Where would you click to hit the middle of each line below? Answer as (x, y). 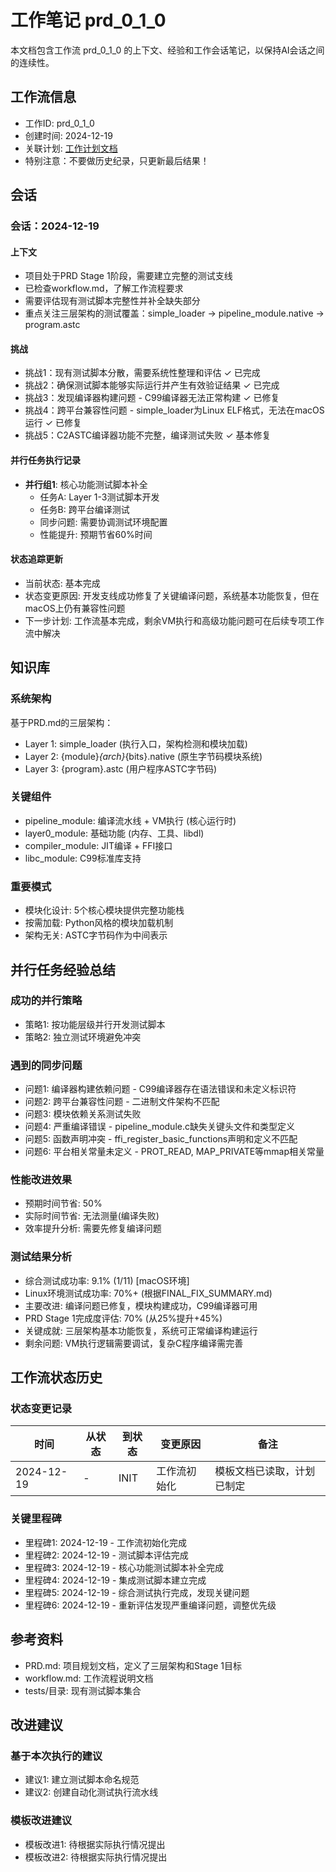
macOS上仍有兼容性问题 (75, 608)
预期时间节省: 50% (63, 1203)
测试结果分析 (41, 1257)
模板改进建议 (41, 1821)
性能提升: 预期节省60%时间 (96, 534)
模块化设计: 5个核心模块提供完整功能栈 (104, 910)
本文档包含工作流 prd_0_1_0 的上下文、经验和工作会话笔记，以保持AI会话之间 (167, 50)
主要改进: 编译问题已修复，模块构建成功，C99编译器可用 (141, 1305)
